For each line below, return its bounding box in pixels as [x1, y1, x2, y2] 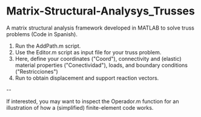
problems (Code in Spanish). [6, 30, 77, 37]
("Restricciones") [15, 68, 59, 75]
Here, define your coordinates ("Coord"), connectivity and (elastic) [15, 55, 182, 62]
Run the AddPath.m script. [15, 42, 81, 49]
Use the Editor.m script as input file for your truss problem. [15, 48, 162, 55]
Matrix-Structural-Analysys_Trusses [6, 4, 195, 18]
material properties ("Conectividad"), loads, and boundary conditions [15, 62, 188, 69]
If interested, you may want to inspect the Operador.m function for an [6, 98, 179, 105]
